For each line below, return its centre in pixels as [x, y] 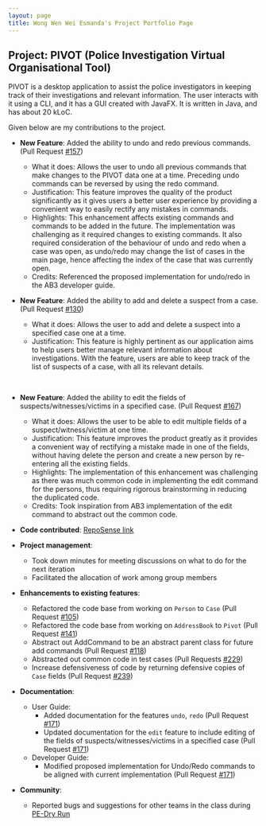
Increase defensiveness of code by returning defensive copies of [138, 668]
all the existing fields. [95, 464]
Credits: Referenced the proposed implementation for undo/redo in [141, 277]
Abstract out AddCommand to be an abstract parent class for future [143, 642]
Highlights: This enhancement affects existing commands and [133, 218]
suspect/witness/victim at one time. [90, 430]
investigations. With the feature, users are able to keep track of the [141, 358]
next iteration [53, 569]
